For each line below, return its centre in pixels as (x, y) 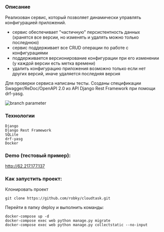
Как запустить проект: (34, 179)
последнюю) (25, 43)
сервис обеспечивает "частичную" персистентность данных (76, 32)
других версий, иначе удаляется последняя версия (66, 74)
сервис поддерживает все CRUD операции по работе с (70, 48)
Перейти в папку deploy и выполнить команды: (55, 208)
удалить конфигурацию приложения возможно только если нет (79, 69)
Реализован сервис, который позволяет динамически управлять (73, 18)
